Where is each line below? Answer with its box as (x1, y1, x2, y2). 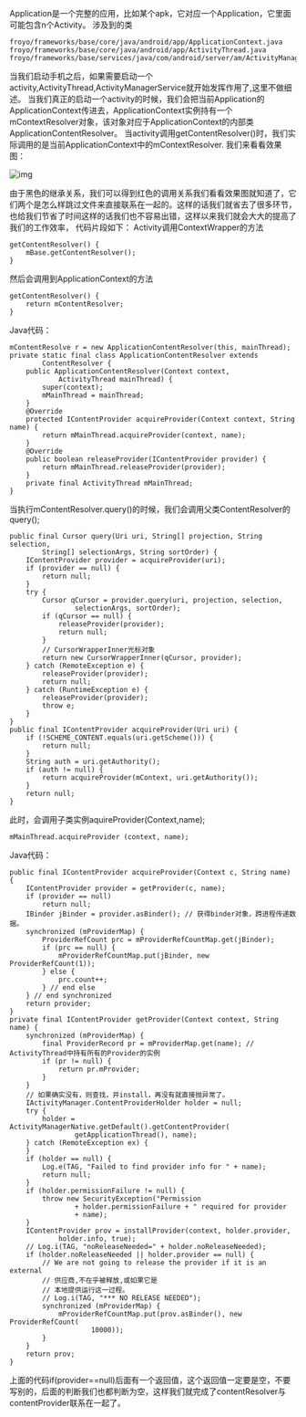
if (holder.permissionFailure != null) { (25, 1186, 185, 1195)
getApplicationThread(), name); (74, 1130, 198, 1139)
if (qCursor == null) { (42, 612, 132, 621)
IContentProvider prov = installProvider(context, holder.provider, (25, 1226, 291, 1235)
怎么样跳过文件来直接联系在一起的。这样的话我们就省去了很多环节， (40, 199, 297, 210)
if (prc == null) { (42, 943, 117, 952)
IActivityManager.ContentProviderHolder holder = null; (25, 1098, 243, 1107)
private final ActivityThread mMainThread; (25, 478, 194, 488)
